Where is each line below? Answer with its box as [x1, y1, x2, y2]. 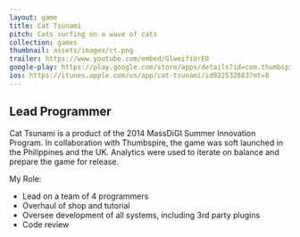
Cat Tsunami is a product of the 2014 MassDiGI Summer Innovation [9, 127, 256, 138]
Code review [21, 219, 70, 230]
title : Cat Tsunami [9, 21, 82, 30]
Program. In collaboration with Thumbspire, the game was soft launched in [9, 137, 284, 148]
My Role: [9, 173, 42, 184]
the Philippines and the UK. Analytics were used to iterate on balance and [9, 146, 279, 157]
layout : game [9, 12, 58, 22]
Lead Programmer [9, 104, 112, 119]
